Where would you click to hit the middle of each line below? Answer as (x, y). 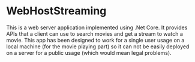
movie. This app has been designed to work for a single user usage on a (95, 40)
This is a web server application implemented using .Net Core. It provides (97, 27)
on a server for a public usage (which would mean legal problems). (89, 52)
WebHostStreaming (56, 11)
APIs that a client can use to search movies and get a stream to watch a (94, 33)
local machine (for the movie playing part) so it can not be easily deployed (98, 46)
